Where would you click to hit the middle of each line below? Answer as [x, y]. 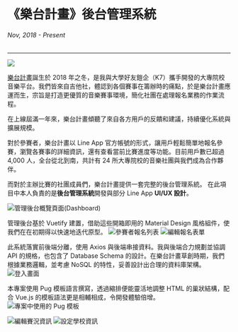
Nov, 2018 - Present [36, 35]
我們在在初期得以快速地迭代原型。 [57, 232]
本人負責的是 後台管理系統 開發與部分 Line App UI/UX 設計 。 [106, 193]
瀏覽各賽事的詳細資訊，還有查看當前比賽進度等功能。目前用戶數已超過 [122, 152]
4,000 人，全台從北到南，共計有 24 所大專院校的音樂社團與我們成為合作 [112, 160]
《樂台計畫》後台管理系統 [82, 14]
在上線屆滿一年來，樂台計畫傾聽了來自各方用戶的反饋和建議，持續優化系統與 [119, 119]
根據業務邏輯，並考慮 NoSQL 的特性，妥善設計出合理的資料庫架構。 [106, 265]
